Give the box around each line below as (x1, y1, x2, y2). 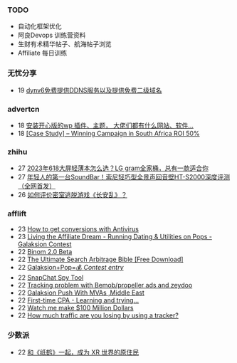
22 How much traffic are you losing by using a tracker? (17, 311, 179, 320)
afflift (7, 209, 27, 219)
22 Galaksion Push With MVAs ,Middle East (17, 288, 144, 297)
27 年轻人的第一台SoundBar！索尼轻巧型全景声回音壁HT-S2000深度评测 (17, 173, 230, 181)
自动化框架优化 (17, 22, 62, 31)
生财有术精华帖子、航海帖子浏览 (17, 40, 112, 48)
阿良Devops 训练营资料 (17, 31, 86, 40)
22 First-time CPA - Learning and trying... (17, 296, 139, 305)
